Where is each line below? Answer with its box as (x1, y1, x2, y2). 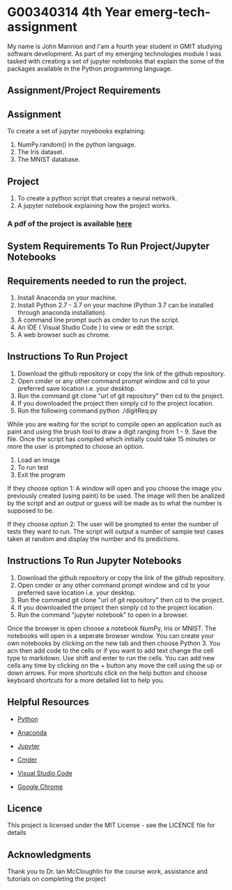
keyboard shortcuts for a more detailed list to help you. (7, 676, 165, 684)
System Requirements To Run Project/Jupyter (7, 240, 210, 252)
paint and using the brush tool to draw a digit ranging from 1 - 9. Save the (7, 427, 217, 436)
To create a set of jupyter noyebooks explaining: (7, 127, 146, 135)
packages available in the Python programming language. (7, 64, 173, 73)
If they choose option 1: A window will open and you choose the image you (7, 484, 222, 492)
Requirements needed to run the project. (7, 275, 187, 287)
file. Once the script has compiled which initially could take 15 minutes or (7, 434, 216, 443)
